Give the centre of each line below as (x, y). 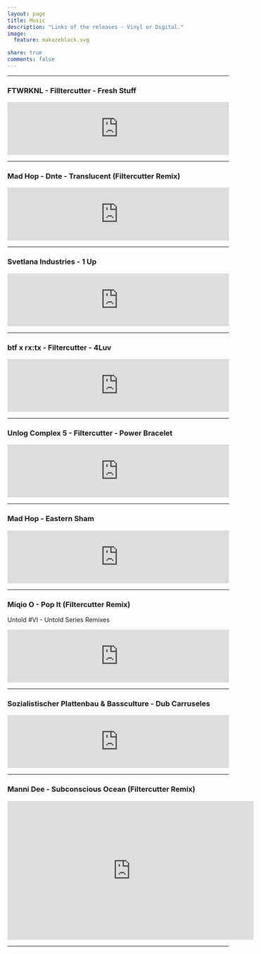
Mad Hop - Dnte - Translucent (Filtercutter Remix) (94, 176)
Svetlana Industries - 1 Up (52, 262)
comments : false (31, 60)
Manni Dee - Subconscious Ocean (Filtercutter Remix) (101, 789)
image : (17, 33)
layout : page (26, 14)
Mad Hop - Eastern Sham (51, 519)
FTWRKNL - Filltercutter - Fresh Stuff (72, 90)
